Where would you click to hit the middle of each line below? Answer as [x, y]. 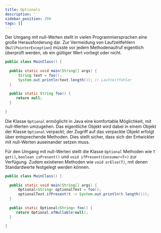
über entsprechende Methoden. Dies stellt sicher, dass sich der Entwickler [80, 137]
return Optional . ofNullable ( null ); [52, 212]
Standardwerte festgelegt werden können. [48, 167]
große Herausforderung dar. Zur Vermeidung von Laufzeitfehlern [70, 43]
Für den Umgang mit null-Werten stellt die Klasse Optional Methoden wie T [80, 151]
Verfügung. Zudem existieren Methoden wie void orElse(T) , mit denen [76, 162]
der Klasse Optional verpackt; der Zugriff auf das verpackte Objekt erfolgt [80, 131]
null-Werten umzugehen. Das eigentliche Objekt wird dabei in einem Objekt [80, 126]
